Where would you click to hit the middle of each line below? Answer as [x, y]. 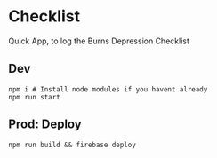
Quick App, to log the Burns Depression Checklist [99, 41]
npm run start [35, 97]
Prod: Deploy [45, 125]
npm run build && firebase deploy [72, 145]
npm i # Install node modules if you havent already [108, 89]
